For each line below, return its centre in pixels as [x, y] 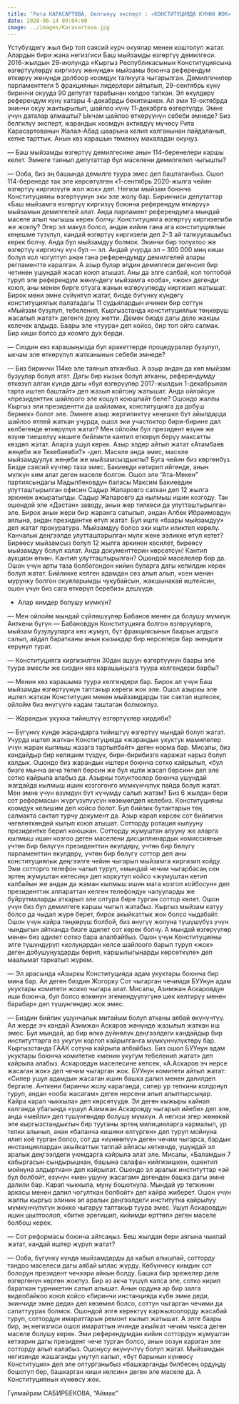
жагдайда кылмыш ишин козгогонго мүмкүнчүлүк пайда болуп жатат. [114, 786]
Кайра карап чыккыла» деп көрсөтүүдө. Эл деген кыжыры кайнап [109, 1101]
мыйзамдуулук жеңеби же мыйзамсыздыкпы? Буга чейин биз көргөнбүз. [119, 460]
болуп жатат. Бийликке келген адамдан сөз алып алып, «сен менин [111, 573]
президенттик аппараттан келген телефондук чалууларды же [101, 892]
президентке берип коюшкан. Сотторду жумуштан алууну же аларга [113, 831]
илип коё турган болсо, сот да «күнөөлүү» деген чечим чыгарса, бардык [119, 1139]
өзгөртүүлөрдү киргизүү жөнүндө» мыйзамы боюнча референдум [109, 70]
